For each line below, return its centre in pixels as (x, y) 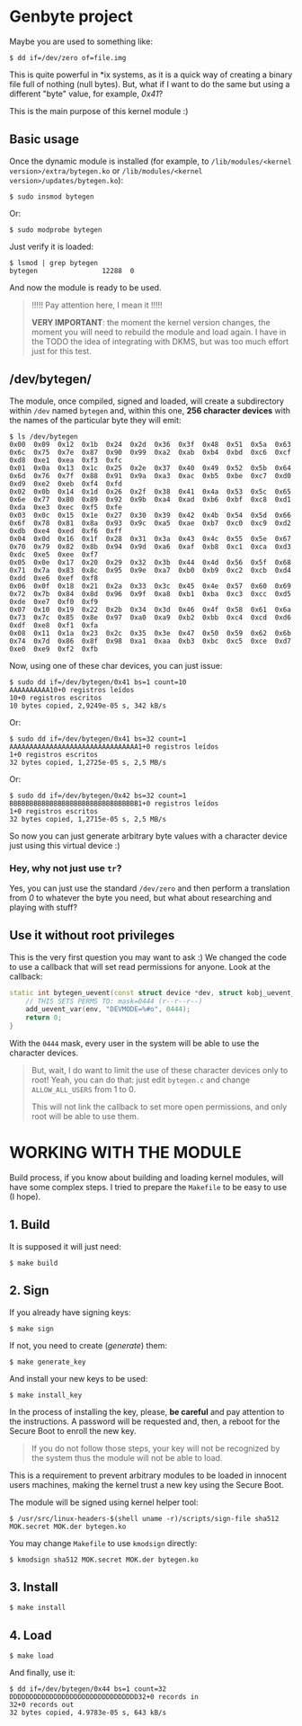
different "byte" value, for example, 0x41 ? (86, 93)
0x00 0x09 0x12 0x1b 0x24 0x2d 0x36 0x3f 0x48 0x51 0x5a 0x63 (151, 444)
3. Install (34, 1587)
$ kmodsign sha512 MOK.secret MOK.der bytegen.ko (104, 1560)
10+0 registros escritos (56, 698)
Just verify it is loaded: (52, 246)
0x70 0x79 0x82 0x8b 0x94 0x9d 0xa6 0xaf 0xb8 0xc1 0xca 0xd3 (151, 547)
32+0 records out (42, 1705)
